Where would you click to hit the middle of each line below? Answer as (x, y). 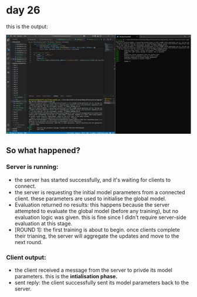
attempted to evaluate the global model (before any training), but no (96, 211)
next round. (28, 242)
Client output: (26, 257)
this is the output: (27, 26)
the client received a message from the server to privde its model (94, 270)
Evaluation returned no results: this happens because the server (92, 205)
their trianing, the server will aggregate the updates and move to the (97, 236)
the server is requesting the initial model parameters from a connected (100, 192)
